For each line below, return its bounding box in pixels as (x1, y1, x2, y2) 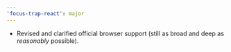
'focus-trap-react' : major (6, 10, 85, 17)
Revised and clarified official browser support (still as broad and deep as (16, 29, 225, 37)
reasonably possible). (16, 36, 79, 45)
